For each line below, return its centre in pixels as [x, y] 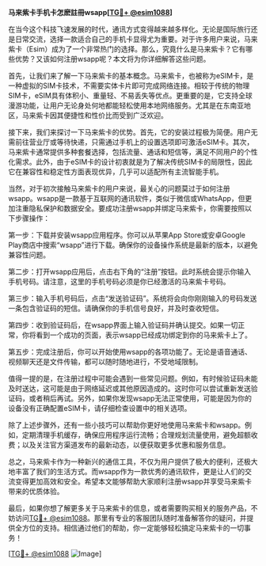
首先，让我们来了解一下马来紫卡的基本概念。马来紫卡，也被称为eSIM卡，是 [131, 76]
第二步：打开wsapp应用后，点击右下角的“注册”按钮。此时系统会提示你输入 [130, 272]
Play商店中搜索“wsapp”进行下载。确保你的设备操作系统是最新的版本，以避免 [133, 245]
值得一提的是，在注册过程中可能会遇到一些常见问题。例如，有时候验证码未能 [133, 378]
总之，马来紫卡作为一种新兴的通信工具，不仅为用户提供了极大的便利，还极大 [133, 462]
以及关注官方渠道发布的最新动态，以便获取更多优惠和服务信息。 [126, 445]
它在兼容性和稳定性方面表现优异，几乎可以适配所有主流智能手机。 [116, 172]
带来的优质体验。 [36, 491]
